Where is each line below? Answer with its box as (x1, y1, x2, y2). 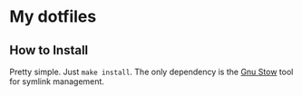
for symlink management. (9, 76, 104, 87)
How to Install (9, 43, 89, 58)
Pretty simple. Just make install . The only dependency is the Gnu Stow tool (9, 66, 294, 77)
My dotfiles (9, 6, 97, 27)
